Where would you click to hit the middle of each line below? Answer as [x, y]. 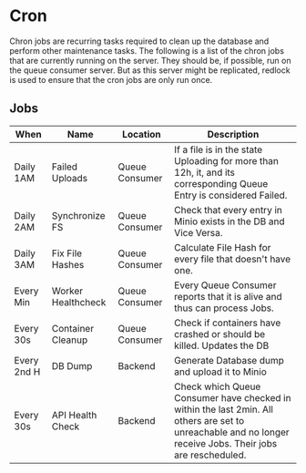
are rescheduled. [210, 455]
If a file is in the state [219, 149]
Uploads [70, 178]
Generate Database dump [229, 360]
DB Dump [72, 365]
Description [233, 134]
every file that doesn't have [233, 259]
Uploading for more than [227, 160]
